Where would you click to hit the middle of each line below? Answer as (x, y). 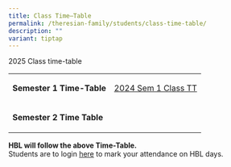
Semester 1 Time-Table (60, 88)
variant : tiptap (35, 38)
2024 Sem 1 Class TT (155, 88)
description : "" (35, 31)
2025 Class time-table (45, 61)
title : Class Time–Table (50, 16)
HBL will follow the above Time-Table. (73, 145)
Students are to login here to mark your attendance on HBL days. (116, 154)
